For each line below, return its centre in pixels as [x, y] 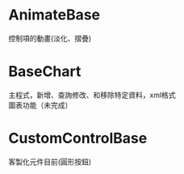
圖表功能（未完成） [40, 105]
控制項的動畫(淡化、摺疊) [50, 38]
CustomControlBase [78, 138]
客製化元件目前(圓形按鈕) [50, 161]
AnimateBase [54, 15]
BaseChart [45, 72]
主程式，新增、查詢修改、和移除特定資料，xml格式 [92, 95]
